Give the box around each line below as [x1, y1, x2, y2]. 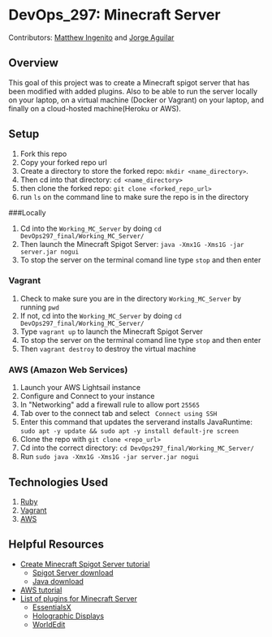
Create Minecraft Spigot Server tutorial [19, 559, 150, 569]
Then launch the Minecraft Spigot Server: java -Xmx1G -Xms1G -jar [19, 239, 245, 249]
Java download [32, 576, 84, 586]
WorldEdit [32, 619, 66, 629]
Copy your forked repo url [19, 157, 107, 167]
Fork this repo [19, 149, 67, 158]
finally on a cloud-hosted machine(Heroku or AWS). [8, 103, 181, 113]
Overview [8, 56, 59, 70]
